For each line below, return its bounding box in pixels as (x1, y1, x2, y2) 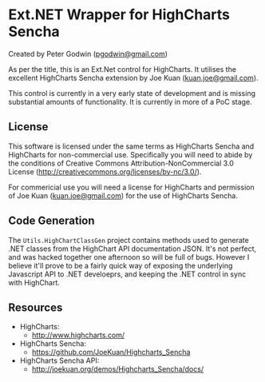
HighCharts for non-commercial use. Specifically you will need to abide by (8, 149, 253, 159)
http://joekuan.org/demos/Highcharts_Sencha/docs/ (31, 364, 204, 374)
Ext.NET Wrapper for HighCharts (8, 6, 230, 24)
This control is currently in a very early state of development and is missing (8, 88, 255, 97)
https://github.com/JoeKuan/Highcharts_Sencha (31, 348, 191, 357)
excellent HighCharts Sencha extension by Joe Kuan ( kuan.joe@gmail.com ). (8, 73, 259, 82)
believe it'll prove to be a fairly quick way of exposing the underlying (8, 261, 233, 270)
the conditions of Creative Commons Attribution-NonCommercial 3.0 (8, 158, 234, 168)
